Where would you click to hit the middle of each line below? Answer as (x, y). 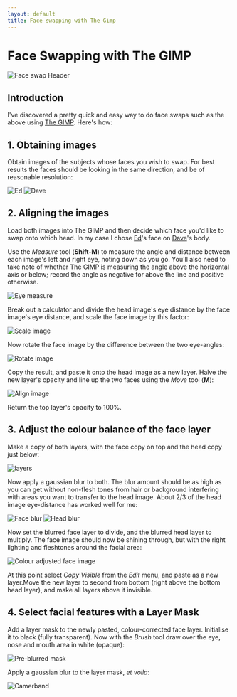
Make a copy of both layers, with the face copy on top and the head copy (115, 447)
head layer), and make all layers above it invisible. (80, 590)
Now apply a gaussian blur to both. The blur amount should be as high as (115, 481)
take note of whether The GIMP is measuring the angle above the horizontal (118, 267)
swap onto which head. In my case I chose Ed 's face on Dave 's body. (109, 238)
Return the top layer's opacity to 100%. (65, 407)
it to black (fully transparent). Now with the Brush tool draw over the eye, (114, 637)
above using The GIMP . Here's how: (60, 122)
